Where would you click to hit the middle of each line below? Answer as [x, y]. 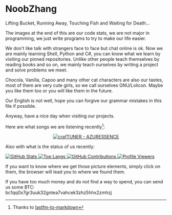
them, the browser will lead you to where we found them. [65, 172]
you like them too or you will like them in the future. [59, 90]
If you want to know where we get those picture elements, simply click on [83, 166]
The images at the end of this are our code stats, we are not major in [78, 33]
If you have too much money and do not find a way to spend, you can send [84, 181]
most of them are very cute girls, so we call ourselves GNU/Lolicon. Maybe [84, 85]
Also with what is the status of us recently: [50, 147]
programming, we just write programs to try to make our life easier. [76, 38]
